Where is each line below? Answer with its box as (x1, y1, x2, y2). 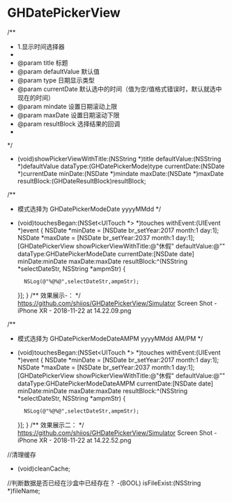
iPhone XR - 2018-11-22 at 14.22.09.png (17, 306, 132, 315)
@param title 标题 (17, 58, 68, 67)
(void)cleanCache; (17, 464, 71, 473)
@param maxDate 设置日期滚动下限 (17, 110, 120, 119)
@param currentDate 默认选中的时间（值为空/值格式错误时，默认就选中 (17, 84, 222, 93)
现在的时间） (17, 93, 54, 102)
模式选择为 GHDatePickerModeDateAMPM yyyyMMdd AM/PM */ (17, 334, 203, 343)
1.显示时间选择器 (17, 42, 65, 50)
